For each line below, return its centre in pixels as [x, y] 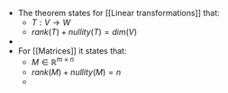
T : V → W [51, 22]
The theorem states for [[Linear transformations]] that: [119, 13]
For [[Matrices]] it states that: [72, 51]
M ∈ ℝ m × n [53, 61]
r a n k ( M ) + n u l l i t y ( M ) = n [76, 72]
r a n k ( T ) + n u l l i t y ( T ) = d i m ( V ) [84, 32]
